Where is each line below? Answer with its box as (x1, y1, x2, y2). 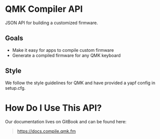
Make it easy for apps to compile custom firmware (12, 47, 114, 53)
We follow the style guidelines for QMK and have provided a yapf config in (5, 80, 156, 86)
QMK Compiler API (5, 3, 83, 15)
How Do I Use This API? (5, 102, 102, 113)
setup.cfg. (5, 85, 26, 91)
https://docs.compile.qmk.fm (17, 128, 76, 134)
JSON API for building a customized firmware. (5, 20, 98, 26)
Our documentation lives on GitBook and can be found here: (5, 118, 127, 124)
